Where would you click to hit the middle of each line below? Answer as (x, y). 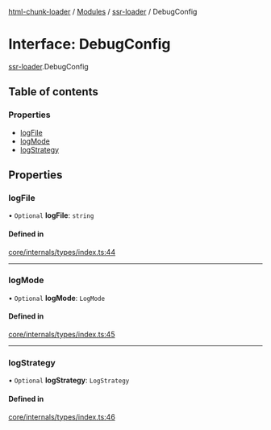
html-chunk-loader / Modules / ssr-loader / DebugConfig (103, 12)
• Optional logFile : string (51, 215)
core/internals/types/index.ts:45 (62, 335)
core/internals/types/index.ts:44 (62, 252)
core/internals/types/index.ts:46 (62, 417)
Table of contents (53, 92)
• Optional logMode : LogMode (57, 298)
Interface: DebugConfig (90, 44)
